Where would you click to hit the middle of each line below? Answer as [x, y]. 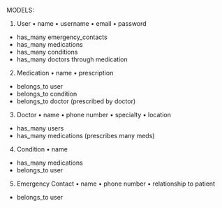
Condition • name [42, 149]
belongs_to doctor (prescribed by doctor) [76, 101]
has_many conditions [47, 52]
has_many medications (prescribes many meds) [86, 136]
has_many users [40, 128]
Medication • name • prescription [65, 73]
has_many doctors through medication [72, 59]
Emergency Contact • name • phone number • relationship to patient [116, 184]
